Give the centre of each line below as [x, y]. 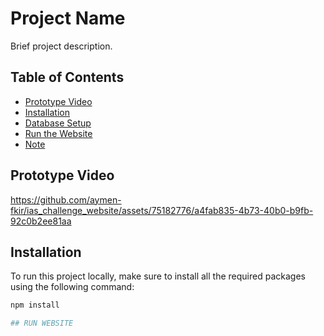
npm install [35, 305]
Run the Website [58, 133]
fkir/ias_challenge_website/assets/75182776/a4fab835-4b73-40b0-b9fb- [162, 210]
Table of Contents [67, 77]
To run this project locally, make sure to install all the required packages [158, 276]
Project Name [68, 18]
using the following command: [72, 287]
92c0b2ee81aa [41, 221]
